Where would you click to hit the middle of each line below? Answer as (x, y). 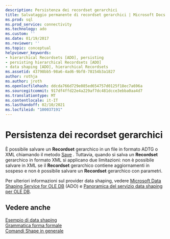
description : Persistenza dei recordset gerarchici (61, 10)
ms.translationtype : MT (31, 95)
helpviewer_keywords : (28, 53)
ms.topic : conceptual (28, 48)
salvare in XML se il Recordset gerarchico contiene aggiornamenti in (77, 165)
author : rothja (21, 77)
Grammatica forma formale (34, 225)
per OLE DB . (18, 192)
